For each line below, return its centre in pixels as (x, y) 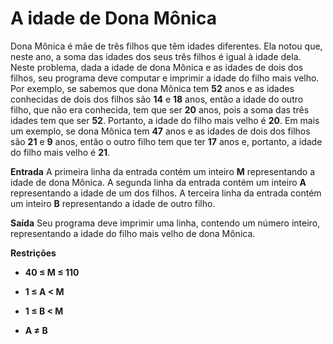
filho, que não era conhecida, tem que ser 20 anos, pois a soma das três (160, 109)
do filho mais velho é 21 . (60, 152)
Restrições (33, 253)
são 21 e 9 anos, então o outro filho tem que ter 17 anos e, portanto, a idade (166, 141)
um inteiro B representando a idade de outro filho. (113, 203)
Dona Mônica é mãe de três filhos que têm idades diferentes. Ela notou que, (166, 46)
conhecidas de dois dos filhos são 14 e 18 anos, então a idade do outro (157, 99)
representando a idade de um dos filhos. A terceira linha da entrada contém (166, 193)
